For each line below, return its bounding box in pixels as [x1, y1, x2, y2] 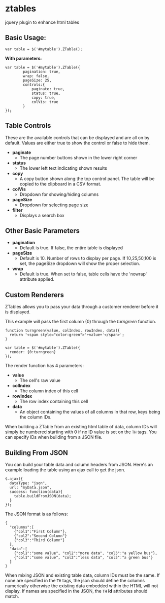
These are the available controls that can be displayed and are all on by [5, 134, 150, 141]
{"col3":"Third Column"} [14, 538, 65, 543]
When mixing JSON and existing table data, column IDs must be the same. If [5, 572, 160, 578]
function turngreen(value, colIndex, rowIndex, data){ [5, 328, 120, 333]
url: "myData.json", [9, 485, 52, 490]
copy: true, [31, 95, 56, 100]
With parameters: [5, 55, 42, 61]
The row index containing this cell [19, 398, 88, 405]
